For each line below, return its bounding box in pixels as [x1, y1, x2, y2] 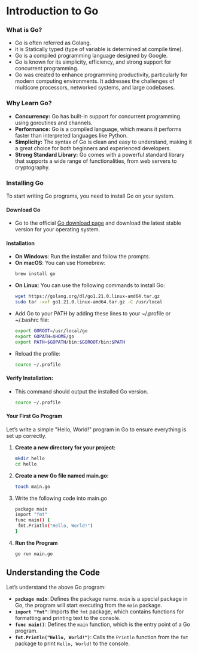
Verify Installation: [6, 374, 54, 382]
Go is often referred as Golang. [14, 39, 92, 46]
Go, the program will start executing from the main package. [14, 601, 163, 609]
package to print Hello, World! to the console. [14, 640, 130, 647]
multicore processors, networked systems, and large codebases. [14, 84, 175, 91]
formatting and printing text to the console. [14, 614, 121, 621]
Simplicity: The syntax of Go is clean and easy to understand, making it [14, 138, 193, 145]
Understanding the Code [6, 568, 100, 578]
